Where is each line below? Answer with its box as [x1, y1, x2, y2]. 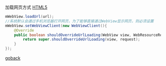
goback [5, 55, 21, 61]
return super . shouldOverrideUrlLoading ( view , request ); [23, 37, 140, 42]
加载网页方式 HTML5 [5, 4, 48, 10]
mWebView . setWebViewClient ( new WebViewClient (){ [5, 23, 107, 28]
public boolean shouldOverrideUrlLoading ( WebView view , [14, 33, 132, 37]
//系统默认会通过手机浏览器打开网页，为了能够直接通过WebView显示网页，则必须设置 [5, 19, 154, 24]
